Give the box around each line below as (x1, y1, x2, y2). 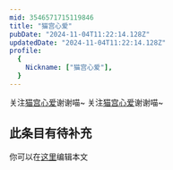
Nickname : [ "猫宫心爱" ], (25, 64, 113, 72)
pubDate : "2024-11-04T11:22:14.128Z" (9, 30, 151, 38)
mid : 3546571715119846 (9, 13, 94, 22)
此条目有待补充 (9, 126, 92, 141)
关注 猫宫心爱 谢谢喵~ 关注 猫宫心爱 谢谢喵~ (9, 97, 164, 107)
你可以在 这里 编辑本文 (9, 151, 88, 162)
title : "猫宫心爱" (9, 21, 74, 30)
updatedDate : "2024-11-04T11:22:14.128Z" (9, 38, 167, 47)
